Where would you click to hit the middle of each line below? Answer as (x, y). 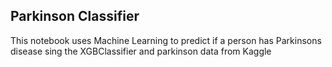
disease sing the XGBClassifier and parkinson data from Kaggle (141, 51)
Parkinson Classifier (75, 16)
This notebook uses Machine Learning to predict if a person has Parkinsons (166, 40)
